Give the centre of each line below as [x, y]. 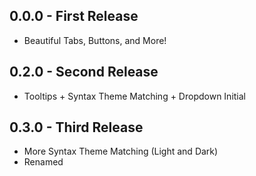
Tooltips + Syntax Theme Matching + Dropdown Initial [134, 96]
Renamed [43, 162]
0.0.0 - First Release [74, 16]
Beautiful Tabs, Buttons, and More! [95, 40]
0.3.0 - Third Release [76, 127]
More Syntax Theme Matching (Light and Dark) [121, 151]
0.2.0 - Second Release [84, 72]
